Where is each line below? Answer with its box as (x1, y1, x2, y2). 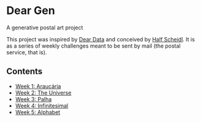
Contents (6, 66, 43, 77)
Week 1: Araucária (15, 82, 61, 90)
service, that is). (6, 48, 47, 56)
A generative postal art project (6, 24, 83, 31)
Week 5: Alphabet (15, 108, 61, 116)
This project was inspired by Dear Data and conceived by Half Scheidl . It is (6, 35, 195, 43)
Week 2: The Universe (15, 89, 72, 96)
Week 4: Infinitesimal (15, 102, 69, 109)
